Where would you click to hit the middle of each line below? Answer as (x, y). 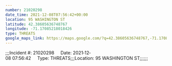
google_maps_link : (25, 39)
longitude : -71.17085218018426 (39, 29)
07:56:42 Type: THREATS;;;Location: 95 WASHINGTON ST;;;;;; (80, 58)
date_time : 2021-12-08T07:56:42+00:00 (47, 15)
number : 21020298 (24, 10)
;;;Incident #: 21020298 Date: (39, 53)
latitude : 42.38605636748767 (36, 24)
